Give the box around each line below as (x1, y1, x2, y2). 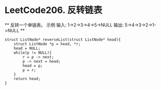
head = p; (22, 63, 43, 68)
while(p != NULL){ (13, 50, 52, 55)
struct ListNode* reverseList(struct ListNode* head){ (4, 37, 121, 42)
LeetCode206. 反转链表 (4, 4, 103, 16)
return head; (13, 76, 41, 81)
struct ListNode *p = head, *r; (13, 41, 81, 46)
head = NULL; (13, 46, 41, 51)
